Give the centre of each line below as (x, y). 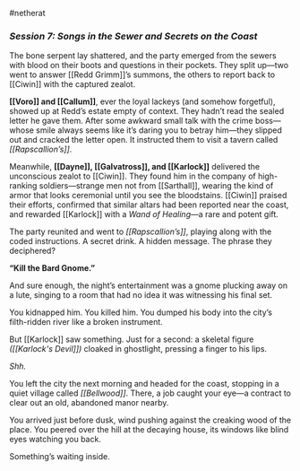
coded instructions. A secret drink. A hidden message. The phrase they (141, 241)
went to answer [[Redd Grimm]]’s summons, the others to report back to (142, 74)
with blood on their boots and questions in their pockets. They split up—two (149, 65)
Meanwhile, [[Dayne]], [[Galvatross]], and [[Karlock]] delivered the (135, 167)
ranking (23, 186)
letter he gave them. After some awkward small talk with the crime (131, 121)
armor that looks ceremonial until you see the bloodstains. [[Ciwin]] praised (148, 196)
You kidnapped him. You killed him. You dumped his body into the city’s (141, 312)
